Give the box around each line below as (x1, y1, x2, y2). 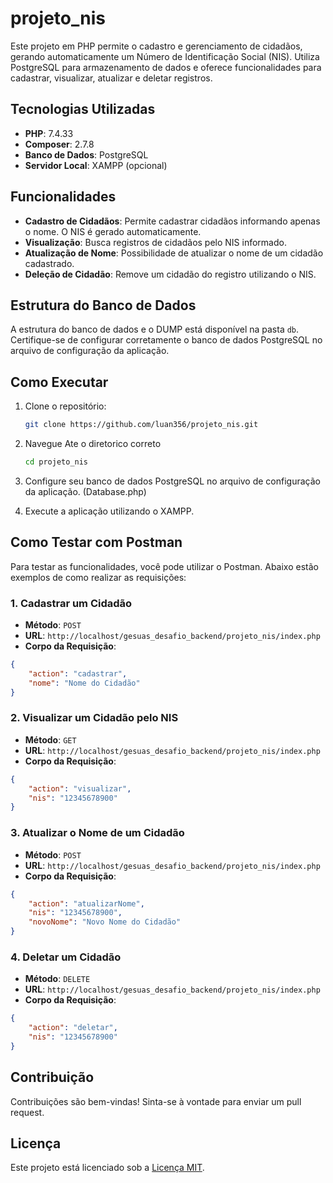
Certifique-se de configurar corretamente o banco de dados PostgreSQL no (10, 334, 323, 346)
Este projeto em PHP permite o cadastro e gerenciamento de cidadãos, (10, 40, 303, 52)
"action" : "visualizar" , (28, 783, 132, 794)
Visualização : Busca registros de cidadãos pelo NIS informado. (24, 236, 287, 248)
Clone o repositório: (24, 400, 107, 412)
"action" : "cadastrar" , (28, 668, 128, 679)
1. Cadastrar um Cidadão (10, 596, 133, 610)
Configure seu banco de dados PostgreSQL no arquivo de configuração (24, 475, 321, 487)
